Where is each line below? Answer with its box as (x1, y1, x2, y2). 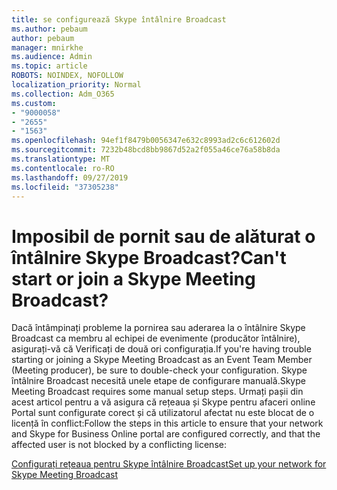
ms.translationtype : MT (11, 154, 111, 164)
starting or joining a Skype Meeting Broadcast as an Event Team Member (11, 354, 313, 366)
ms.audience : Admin (11, 52, 93, 62)
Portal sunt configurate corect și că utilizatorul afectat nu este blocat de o (11, 407, 315, 419)
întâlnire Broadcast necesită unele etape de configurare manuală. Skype (11, 375, 306, 387)
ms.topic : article (11, 61, 88, 71)
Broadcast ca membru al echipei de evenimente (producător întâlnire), (11, 332, 301, 345)
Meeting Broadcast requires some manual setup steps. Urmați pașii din (11, 386, 304, 398)
